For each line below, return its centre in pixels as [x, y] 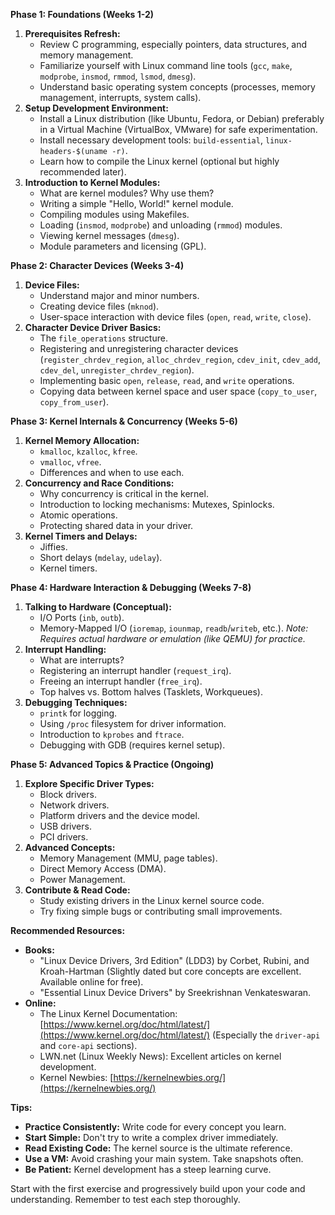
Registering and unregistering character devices [139, 348]
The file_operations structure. [103, 338]
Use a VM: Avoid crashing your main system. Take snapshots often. [164, 1158]
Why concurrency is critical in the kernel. [124, 493]
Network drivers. [74, 805]
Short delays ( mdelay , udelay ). [101, 557]
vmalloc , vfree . [70, 462]
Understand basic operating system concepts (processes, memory [177, 87]
